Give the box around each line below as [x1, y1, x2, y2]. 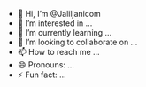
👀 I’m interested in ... [17, 18, 93, 28]
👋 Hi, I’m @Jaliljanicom [17, 9, 102, 19]
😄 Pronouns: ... [17, 59, 75, 70]
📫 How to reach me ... [17, 47, 100, 57]
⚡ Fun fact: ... [17, 69, 66, 80]
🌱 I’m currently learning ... [17, 28, 112, 37]
